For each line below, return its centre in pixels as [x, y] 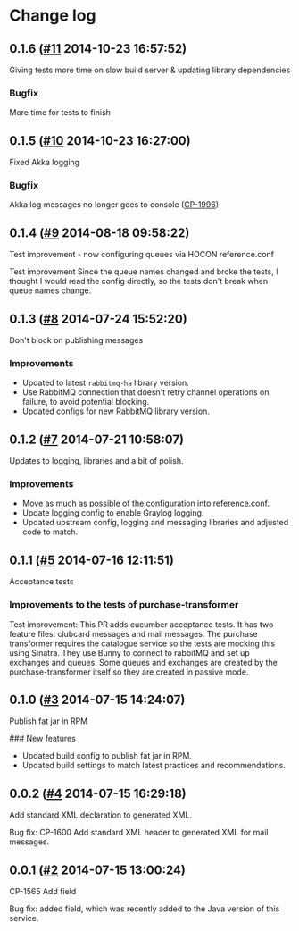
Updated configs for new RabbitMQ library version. [116, 411]
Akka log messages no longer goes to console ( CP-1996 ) [114, 205]
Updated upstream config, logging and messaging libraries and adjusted [155, 523]
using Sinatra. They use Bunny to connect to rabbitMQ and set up [129, 652]
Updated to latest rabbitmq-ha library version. [105, 383]
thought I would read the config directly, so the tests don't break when [139, 281]
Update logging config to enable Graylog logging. [113, 513]
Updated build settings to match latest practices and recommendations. [154, 766]
